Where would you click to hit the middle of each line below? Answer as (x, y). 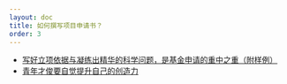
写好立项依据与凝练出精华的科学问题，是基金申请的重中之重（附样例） (150, 60)
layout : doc (31, 17)
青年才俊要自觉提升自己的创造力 (80, 71)
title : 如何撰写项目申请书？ (56, 26)
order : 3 (25, 34)
